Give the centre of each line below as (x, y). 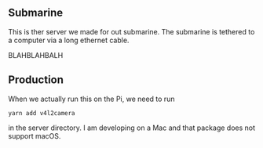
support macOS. (35, 135)
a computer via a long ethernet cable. (69, 40)
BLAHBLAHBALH (36, 55)
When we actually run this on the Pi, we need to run (91, 99)
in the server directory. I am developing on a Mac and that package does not (132, 128)
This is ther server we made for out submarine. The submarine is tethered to (131, 31)
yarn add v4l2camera (42, 113)
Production (36, 80)
